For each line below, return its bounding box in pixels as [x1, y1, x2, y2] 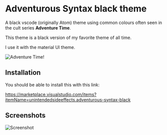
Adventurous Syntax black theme [5, 3, 147, 14]
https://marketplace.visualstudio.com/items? [5, 91, 97, 97]
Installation [5, 68, 41, 77]
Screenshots [5, 111, 46, 120]
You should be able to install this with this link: [5, 81, 100, 87]
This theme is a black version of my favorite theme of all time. [5, 34, 132, 40]
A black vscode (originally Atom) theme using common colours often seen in [5, 19, 163, 25]
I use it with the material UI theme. [5, 44, 76, 50]
